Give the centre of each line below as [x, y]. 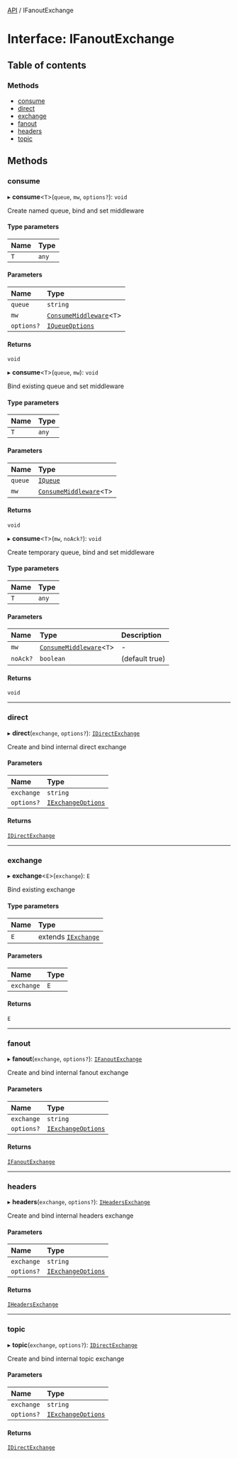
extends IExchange [69, 936]
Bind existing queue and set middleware [66, 386]
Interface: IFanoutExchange [91, 39]
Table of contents [47, 65]
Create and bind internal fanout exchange [68, 1073]
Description [141, 636]
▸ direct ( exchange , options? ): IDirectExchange [74, 733]
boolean [53, 659]
